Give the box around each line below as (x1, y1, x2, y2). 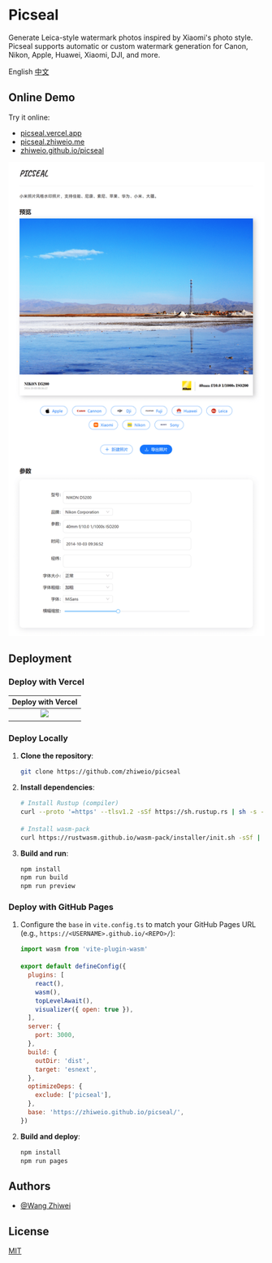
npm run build (19, 873, 68, 882)
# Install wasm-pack (19, 825, 90, 833)
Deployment (8, 652, 72, 666)
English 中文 (8, 67, 50, 76)
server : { (28, 1022, 61, 1030)
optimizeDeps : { (28, 1082, 83, 1091)
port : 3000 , (35, 1031, 76, 1039)
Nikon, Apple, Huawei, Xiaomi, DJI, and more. (8, 50, 161, 59)
